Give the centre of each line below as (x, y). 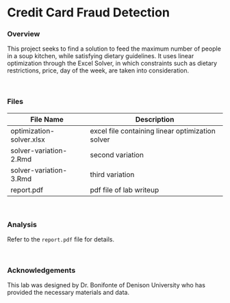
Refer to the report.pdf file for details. (61, 239)
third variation (112, 174)
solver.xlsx (28, 140)
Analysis (22, 224)
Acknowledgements (41, 270)
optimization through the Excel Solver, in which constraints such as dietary (112, 64)
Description (155, 119)
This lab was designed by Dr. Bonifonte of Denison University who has (106, 285)
